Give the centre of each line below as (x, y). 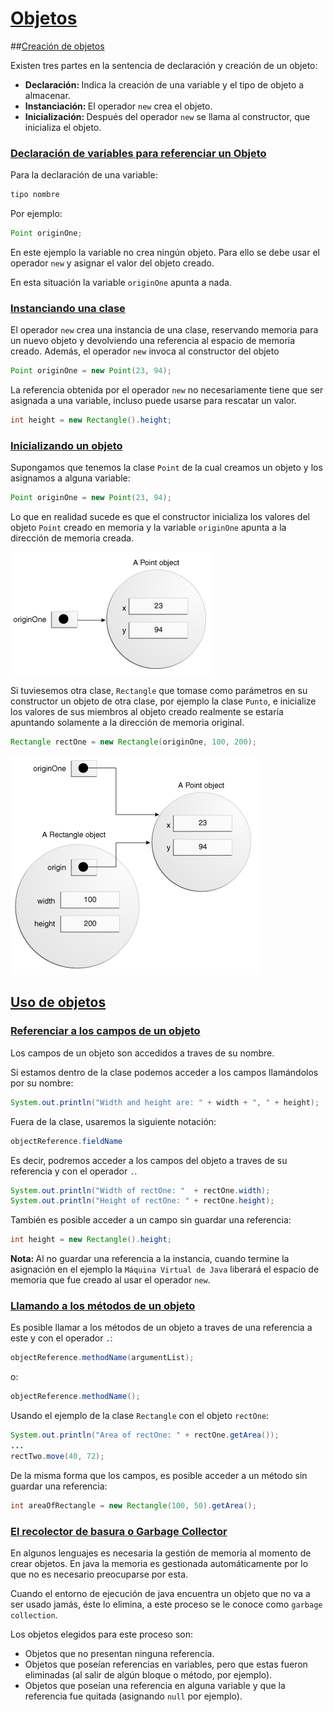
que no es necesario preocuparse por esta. (99, 1574)
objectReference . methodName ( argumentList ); (102, 1358)
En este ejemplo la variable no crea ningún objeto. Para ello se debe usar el (165, 252)
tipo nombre (35, 195)
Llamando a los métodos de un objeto (103, 1306)
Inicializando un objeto (66, 445)
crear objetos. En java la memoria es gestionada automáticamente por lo (159, 1563)
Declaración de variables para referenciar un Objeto (138, 153)
